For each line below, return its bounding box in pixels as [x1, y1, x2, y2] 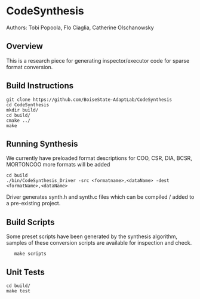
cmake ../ [6, 118, 31, 124]
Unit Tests [6, 267, 45, 277]
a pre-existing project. [6, 200, 61, 207]
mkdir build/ [6, 107, 39, 113]
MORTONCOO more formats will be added [6, 161, 110, 168]
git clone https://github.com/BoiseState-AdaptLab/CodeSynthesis [6, 97, 172, 103]
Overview [6, 41, 44, 51]
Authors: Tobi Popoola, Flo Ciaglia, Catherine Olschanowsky [6, 24, 154, 31]
